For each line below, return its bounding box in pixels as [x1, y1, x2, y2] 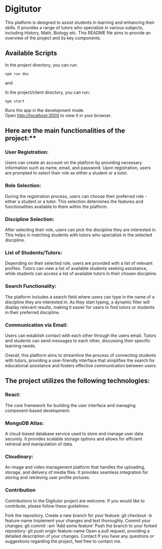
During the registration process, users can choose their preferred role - [5, 193, 147, 199]
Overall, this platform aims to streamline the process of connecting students [5, 352, 156, 358]
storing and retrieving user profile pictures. [5, 475, 90, 480]
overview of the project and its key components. [5, 35, 102, 41]
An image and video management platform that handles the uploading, [5, 464, 146, 470]
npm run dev [5, 71, 29, 76]
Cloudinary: [5, 453, 34, 460]
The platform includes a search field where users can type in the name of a [5, 294, 155, 300]
